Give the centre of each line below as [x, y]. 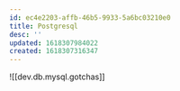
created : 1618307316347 [54, 51]
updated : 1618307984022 [54, 43]
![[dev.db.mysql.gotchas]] [57, 77]
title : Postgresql [44, 26]
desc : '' [26, 34]
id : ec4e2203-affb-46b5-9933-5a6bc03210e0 [90, 18]
